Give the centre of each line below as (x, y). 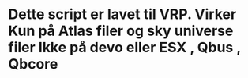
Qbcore (33, 64)
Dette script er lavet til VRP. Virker (122, 14)
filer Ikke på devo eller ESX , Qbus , (124, 48)
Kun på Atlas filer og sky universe (121, 31)
